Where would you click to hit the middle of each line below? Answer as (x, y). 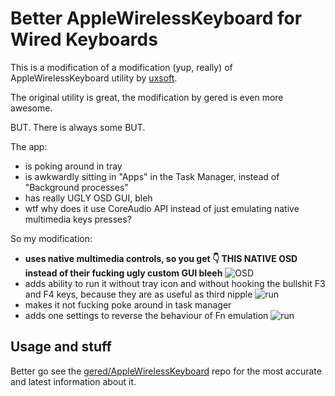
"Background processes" (76, 187)
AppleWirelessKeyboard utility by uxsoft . (94, 78)
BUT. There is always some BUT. (78, 127)
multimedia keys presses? (78, 219)
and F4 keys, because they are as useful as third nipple (138, 294)
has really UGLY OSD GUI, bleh (88, 198)
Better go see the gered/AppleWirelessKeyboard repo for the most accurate (166, 371)
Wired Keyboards (84, 39)
